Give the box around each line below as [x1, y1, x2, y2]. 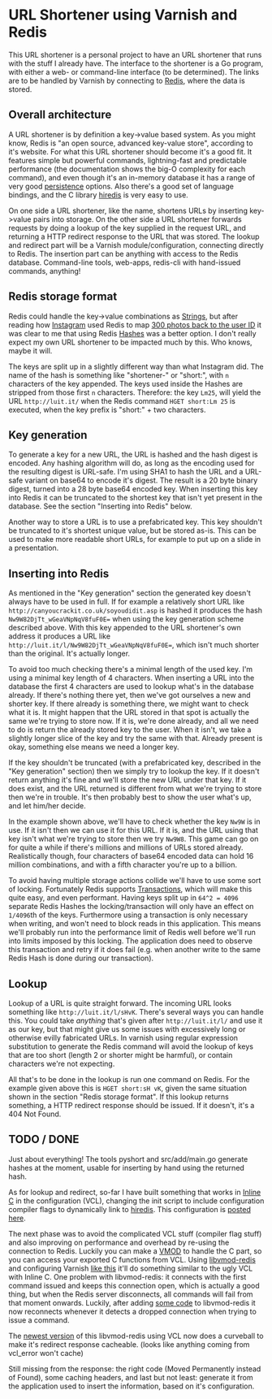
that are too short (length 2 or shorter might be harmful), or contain [8, 1050, 233, 1059]
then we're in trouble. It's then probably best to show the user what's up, [8, 792, 252, 802]
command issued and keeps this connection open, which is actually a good [8, 1280, 260, 1290]
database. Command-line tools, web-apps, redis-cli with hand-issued [8, 258, 241, 267]
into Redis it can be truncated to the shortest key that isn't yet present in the [8, 493, 262, 503]
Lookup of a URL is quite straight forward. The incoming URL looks [8, 998, 232, 1008]
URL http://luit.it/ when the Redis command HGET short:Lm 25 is [8, 396, 235, 405]
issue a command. [8, 1315, 71, 1325]
